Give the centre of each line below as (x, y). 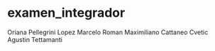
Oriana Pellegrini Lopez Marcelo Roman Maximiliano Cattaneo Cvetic (108, 32)
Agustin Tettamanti (35, 39)
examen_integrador (66, 13)
